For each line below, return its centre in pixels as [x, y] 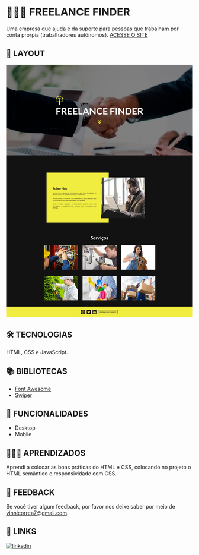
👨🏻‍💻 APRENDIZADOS [46, 453]
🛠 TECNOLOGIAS [39, 335]
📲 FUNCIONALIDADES [47, 413]
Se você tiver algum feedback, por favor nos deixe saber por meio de [91, 507]
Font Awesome [33, 389]
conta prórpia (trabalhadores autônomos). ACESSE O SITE [77, 34]
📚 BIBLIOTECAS [37, 372]
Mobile [23, 434]
